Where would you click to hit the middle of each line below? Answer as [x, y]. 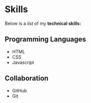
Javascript [23, 62]
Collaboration [27, 78]
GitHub [19, 90]
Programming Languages [45, 39]
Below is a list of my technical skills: [43, 23]
